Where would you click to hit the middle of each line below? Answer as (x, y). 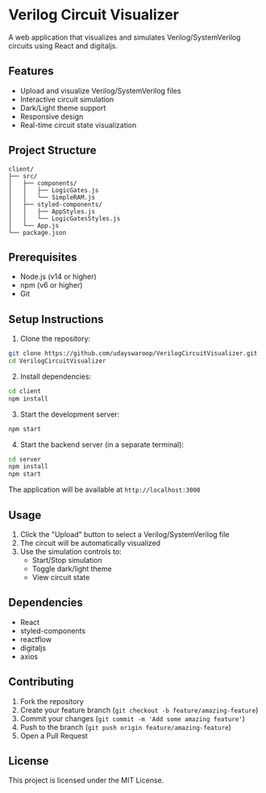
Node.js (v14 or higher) (58, 277)
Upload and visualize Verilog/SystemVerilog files (100, 90)
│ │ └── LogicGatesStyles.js (64, 218)
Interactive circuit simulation (67, 99)
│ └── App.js (34, 225)
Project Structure (52, 151)
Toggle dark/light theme (72, 569)
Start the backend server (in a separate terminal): (102, 444)
